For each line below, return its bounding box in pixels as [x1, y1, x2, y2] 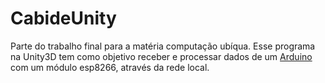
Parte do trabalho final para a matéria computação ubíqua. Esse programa [10, 40, 316, 52]
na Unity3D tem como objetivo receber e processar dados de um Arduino [10, 50, 313, 62]
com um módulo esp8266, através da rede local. [10, 61, 210, 73]
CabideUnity [10, 7, 117, 30]
